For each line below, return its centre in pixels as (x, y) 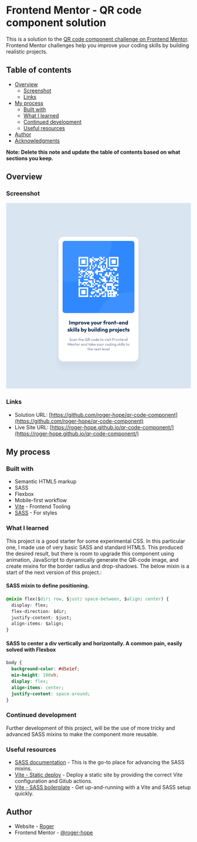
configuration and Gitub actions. (53, 781)
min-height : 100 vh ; (35, 675)
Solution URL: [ (33, 415)
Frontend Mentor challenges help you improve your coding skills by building (98, 45)
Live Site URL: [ (33, 427)
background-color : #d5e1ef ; (46, 669)
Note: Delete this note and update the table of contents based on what (93, 152)
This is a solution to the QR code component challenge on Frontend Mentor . (97, 39)
